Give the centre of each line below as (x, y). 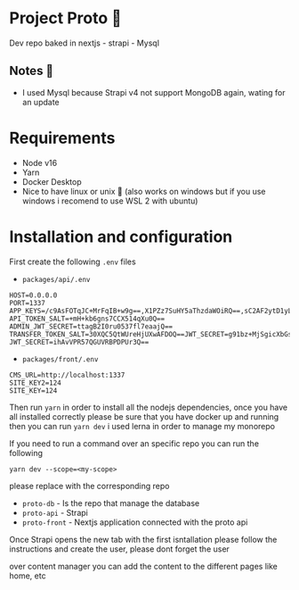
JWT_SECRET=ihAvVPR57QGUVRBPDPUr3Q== (79, 342)
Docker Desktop (52, 181)
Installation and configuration (121, 237)
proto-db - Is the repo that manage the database (111, 503)
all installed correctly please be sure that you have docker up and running (144, 416)
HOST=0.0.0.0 (33, 295)
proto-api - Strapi (55, 512)
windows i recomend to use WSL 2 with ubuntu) (110, 201)
